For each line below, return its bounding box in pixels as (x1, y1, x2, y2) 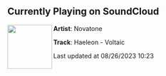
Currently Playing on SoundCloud (7, 6, 160, 18)
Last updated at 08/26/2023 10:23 (53, 51, 155, 60)
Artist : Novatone (53, 24, 103, 32)
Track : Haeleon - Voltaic (53, 38, 125, 46)
